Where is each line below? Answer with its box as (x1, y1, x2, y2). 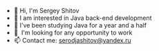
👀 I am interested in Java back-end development (13, 14, 152, 22)
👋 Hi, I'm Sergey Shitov (13, 7, 79, 14)
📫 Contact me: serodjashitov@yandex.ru (13, 37, 131, 44)
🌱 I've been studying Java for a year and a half (13, 21, 147, 29)
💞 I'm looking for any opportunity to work (13, 28, 133, 37)
